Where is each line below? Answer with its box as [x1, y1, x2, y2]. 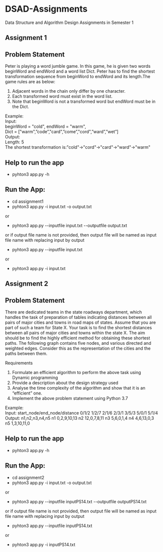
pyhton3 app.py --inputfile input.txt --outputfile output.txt [12, 222, 128, 228]
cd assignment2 [12, 474, 45, 480]
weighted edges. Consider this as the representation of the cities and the [5, 345, 151, 351]
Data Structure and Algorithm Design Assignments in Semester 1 [5, 20, 134, 25]
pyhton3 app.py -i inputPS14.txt [12, 541, 76, 547]
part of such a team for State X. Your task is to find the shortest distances [5, 324, 152, 330]
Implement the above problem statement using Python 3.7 [12, 395, 128, 401]
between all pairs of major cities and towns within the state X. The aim [5, 330, 146, 335]
